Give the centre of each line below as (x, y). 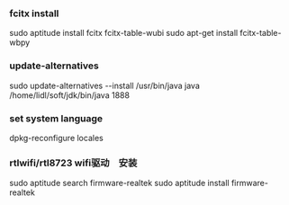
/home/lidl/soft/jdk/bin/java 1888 (70, 95)
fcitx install (34, 13)
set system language (56, 118)
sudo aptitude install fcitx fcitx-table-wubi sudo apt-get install (124, 33)
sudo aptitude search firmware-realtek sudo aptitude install (119, 183)
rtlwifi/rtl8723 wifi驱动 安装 (73, 163)
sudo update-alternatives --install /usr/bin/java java (104, 85)
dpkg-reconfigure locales (56, 138)
